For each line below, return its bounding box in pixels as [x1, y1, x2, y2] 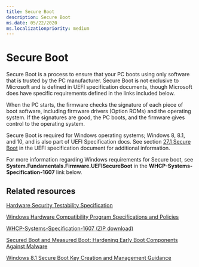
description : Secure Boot [6, 14, 71, 20]
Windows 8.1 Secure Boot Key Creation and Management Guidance [6, 254, 172, 261]
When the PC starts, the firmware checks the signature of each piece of [6, 101, 183, 108]
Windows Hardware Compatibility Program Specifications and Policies [6, 213, 179, 221]
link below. [56, 169, 82, 176]
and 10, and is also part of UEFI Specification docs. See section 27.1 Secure [6, 138, 191, 145]
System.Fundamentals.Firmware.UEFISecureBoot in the [6, 162, 148, 170]
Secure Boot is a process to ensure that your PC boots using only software [6, 71, 190, 78]
